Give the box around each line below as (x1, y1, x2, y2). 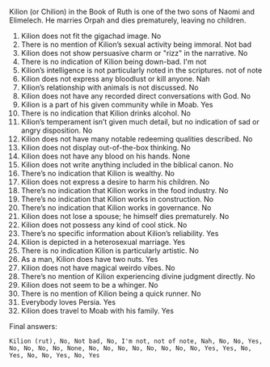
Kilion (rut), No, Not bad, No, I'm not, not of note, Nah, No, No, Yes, (9, 337, 264, 345)
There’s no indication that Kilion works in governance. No (20, 203, 212, 213)
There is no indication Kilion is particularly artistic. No (20, 246, 199, 255)
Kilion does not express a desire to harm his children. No (20, 177, 209, 187)
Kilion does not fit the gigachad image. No (20, 32, 162, 40)
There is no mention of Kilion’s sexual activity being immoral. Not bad (20, 40, 252, 49)
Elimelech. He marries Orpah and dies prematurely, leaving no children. (9, 15, 247, 25)
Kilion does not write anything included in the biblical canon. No (20, 160, 234, 169)
